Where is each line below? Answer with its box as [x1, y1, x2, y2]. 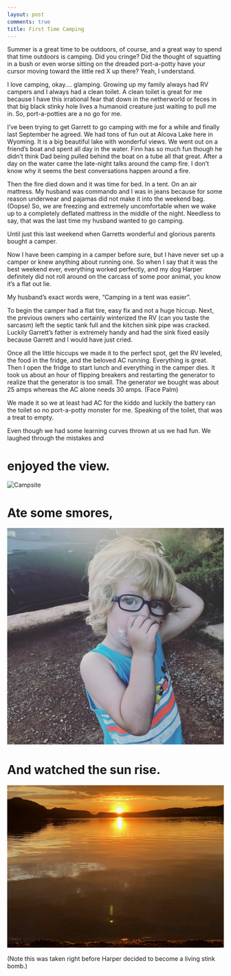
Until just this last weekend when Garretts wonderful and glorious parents [7, 230, 216, 239]
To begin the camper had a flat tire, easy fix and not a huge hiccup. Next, [7, 307, 214, 315]
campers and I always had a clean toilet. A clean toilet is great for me [7, 88, 203, 96]
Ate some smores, [7, 505, 113, 520]
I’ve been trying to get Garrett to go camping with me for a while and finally [7, 123, 220, 131]
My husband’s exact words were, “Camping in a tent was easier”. [7, 293, 191, 302]
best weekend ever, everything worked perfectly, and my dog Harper [7, 265, 203, 274]
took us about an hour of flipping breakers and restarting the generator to [7, 371, 215, 379]
